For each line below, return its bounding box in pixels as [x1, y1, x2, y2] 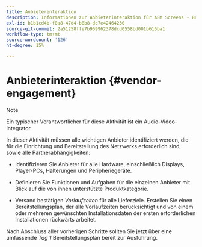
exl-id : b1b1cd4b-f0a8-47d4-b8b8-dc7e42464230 [6, 20, 125, 26]
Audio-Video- [144, 118, 177, 125]
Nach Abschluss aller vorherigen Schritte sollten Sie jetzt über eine [6, 227, 173, 235]
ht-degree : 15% [6, 43, 44, 49]
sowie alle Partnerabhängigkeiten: [6, 149, 91, 156]
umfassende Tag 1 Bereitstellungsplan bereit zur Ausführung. [6, 234, 158, 241]
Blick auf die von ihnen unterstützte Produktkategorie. [14, 185, 149, 192]
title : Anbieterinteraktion [6, 8, 77, 15]
